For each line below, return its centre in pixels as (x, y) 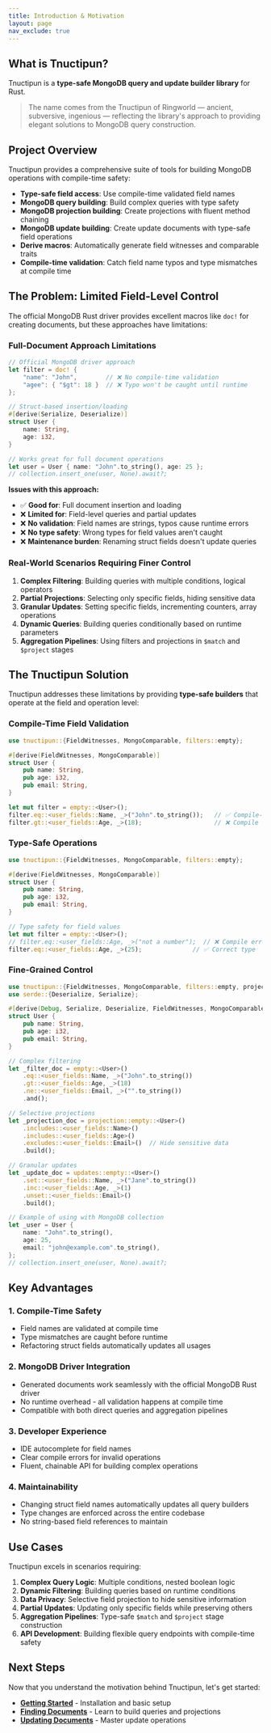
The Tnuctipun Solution (69, 675)
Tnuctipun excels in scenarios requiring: (75, 1566)
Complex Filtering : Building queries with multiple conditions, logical (133, 581)
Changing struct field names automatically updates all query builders (134, 1504)
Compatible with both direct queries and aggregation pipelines (124, 1410)
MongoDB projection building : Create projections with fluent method (135, 211)
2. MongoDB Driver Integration (69, 1367)
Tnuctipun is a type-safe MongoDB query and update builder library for (129, 83)
